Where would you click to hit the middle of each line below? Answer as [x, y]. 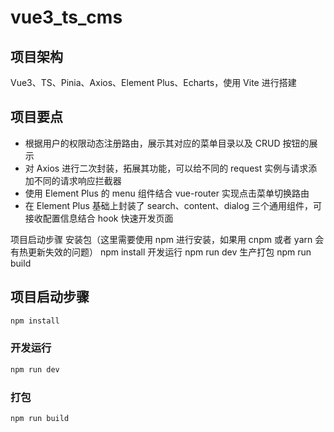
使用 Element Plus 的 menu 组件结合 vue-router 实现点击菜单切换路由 [167, 193]
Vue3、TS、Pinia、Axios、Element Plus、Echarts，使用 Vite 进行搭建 [153, 82]
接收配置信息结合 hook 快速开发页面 [99, 218]
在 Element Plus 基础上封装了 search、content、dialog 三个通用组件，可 [173, 205]
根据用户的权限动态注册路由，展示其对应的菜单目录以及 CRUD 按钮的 [167, 143]
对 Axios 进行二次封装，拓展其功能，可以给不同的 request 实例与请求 [166, 168]
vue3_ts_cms [66, 17]
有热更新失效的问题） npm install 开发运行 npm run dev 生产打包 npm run [161, 252]
